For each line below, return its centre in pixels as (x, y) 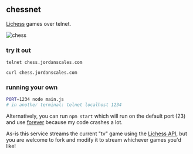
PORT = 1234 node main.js (35, 100)
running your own (32, 87)
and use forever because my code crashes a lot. (65, 122)
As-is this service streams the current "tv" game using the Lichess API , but (97, 134)
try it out (18, 50)
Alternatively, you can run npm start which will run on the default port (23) (96, 116)
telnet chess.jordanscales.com (44, 63)
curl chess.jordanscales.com (42, 73)
